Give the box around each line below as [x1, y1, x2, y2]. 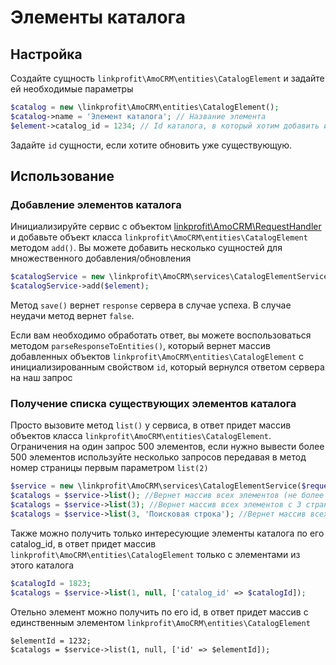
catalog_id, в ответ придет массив [10, 537, 157, 550]
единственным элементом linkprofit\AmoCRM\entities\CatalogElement [10, 616, 311, 628]
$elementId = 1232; [10, 636, 92, 646]
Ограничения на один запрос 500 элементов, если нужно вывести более [10, 441, 325, 453]
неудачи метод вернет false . [10, 310, 135, 322]
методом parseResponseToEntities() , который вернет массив [10, 340, 271, 352]
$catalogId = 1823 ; [10, 578, 92, 588]
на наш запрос [10, 372, 73, 384]
